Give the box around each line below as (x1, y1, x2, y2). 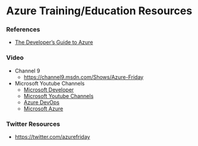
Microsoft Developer (23, 86, 74, 93)
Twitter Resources (6, 120, 61, 128)
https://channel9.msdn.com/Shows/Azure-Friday (23, 73, 144, 81)
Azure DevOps (23, 99, 59, 106)
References (6, 26, 40, 34)
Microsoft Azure (23, 105, 64, 112)
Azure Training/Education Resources (6, 4, 193, 18)
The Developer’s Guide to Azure (14, 39, 93, 46)
